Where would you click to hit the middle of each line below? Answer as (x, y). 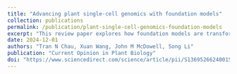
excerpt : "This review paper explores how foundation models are (105, 33)
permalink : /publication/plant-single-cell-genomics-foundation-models (115, 27)
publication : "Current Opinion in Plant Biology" (82, 54)
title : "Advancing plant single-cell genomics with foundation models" (115, 14)
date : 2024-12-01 (33, 40)
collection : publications (45, 20)
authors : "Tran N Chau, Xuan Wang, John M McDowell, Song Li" (101, 47)
